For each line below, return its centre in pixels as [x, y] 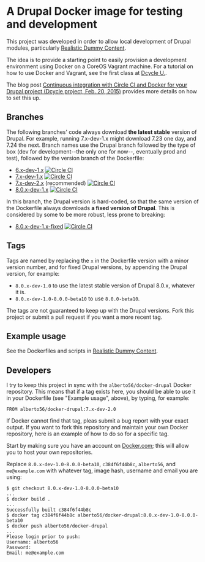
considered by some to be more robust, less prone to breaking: [86, 214]
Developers [29, 370]
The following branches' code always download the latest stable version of [102, 132]
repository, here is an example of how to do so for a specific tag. [88, 434]
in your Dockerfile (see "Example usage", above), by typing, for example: [98, 398]
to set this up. [24, 98]
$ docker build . [28, 499]
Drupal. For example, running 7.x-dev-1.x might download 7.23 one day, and [102, 138]
